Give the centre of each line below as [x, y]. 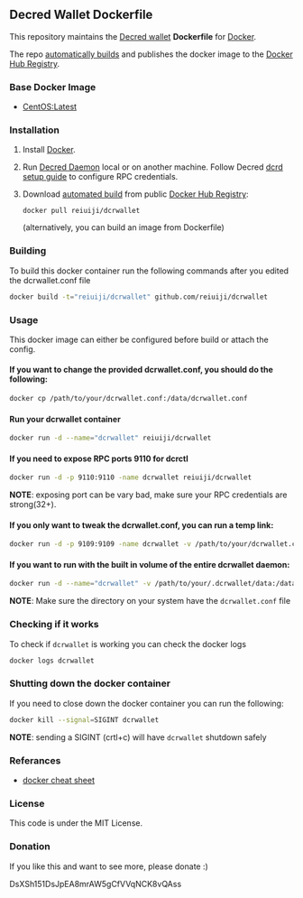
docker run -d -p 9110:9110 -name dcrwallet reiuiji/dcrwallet [131, 477]
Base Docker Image [53, 87]
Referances [35, 760]
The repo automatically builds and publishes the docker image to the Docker [151, 54]
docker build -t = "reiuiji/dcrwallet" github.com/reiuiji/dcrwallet [139, 297]
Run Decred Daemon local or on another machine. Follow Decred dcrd [153, 167]
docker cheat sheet [59, 780]
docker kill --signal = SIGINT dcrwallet [84, 720]
